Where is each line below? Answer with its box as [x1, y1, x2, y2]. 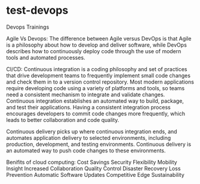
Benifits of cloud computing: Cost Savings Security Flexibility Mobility [6, 158, 177, 165]
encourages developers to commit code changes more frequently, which [6, 110, 185, 117]
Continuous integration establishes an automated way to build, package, [6, 97, 184, 105]
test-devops [6, 4, 69, 17]
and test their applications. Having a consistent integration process [6, 103, 171, 111]
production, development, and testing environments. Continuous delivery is [6, 140, 192, 148]
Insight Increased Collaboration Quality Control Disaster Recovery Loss [6, 165, 181, 172]
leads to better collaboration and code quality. [6, 116, 119, 123]
